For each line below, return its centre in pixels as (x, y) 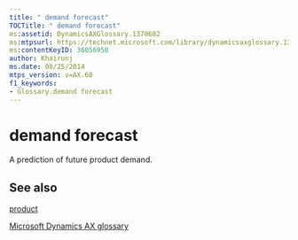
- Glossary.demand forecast (61, 91)
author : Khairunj (41, 58)
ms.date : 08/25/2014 (47, 67)
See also (33, 187)
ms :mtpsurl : (31, 42)
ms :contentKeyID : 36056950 (59, 50)
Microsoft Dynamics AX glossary (69, 226)
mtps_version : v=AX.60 (51, 75)
